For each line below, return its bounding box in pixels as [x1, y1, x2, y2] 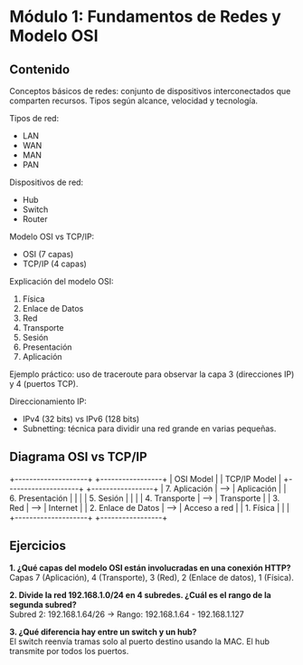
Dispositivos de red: [9, 177, 84, 188]
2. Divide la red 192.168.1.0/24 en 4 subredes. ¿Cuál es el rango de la [9, 589, 271, 600]
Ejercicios [9, 538, 66, 554]
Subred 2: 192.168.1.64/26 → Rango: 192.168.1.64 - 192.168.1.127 [9, 609, 244, 620]
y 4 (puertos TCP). [9, 379, 79, 389]
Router [22, 214, 48, 224]
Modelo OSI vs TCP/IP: [9, 231, 95, 242]
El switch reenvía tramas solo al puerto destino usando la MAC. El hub [9, 636, 270, 647]
